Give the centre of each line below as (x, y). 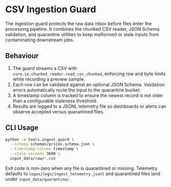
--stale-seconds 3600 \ (35, 154)
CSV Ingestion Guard (51, 9)
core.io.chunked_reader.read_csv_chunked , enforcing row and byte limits (89, 74)
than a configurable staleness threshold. (55, 101)
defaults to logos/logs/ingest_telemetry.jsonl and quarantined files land (83, 173)
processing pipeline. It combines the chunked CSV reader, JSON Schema (82, 29)
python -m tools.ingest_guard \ (40, 139)
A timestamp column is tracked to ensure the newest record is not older (88, 95)
